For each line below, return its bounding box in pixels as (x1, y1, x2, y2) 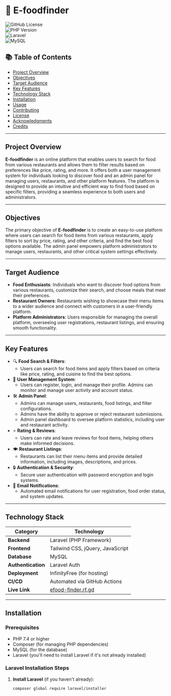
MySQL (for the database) (12, 646, 68, 653)
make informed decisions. (20, 440, 75, 446)
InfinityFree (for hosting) (50, 569, 108, 576)
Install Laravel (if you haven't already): (12, 676, 94, 682)
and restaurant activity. (20, 422, 69, 428)
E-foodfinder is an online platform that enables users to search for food (5, 156, 156, 162)
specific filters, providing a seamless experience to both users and (5, 188, 145, 195)
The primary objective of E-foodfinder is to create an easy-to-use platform (5, 227, 163, 233)
